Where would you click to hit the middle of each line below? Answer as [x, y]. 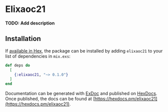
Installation [23, 39]
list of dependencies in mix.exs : [38, 56]
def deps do [18, 65]
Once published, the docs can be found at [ [50, 99]
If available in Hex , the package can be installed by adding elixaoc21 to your [84, 50]
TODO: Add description [30, 23]
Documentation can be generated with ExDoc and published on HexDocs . [81, 93]
